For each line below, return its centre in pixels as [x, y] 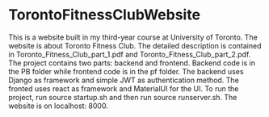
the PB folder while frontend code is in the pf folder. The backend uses [126, 71]
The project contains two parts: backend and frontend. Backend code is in [132, 63]
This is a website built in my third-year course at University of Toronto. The [133, 37]
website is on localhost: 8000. [59, 106]
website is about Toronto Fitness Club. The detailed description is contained [135, 45]
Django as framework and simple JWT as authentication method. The [124, 80]
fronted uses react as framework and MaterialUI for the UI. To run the [124, 88]
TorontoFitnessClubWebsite [104, 15]
